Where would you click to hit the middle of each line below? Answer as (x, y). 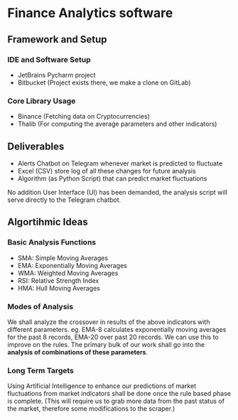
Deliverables (36, 146)
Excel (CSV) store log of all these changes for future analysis (107, 171)
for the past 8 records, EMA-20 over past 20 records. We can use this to (113, 337)
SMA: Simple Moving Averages (63, 258)
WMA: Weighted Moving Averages (68, 273)
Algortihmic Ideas (48, 222)
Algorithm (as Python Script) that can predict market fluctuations (112, 178)
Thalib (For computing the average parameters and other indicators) (117, 124)
